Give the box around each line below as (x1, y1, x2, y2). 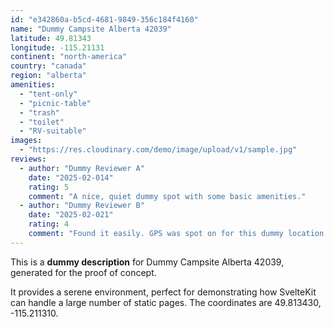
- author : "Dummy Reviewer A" (19, 163, 145, 173)
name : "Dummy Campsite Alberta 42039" (10, 24, 172, 34)
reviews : (10, 154, 47, 164)
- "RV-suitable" (19, 126, 87, 136)
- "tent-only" (19, 89, 78, 99)
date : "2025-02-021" (28, 210, 114, 220)
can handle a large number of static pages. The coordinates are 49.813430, (10, 296, 322, 308)
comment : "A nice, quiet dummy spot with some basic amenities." (28, 191, 307, 201)
